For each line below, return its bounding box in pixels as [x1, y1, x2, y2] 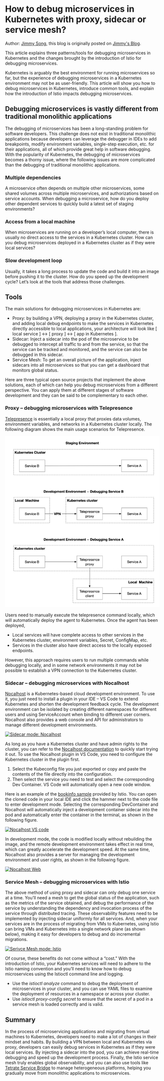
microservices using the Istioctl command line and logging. [5, 971, 124, 977]
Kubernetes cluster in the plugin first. [5, 756, 80, 762]
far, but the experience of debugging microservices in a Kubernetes [5, 75, 142, 81]
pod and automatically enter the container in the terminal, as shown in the [5, 812, 154, 818]
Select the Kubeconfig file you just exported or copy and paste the [12, 766, 146, 772]
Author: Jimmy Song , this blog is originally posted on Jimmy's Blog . [5, 40, 141, 46]
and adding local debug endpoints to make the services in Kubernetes [12, 321, 154, 327]
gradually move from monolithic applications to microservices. [5, 1070, 131, 1076]
